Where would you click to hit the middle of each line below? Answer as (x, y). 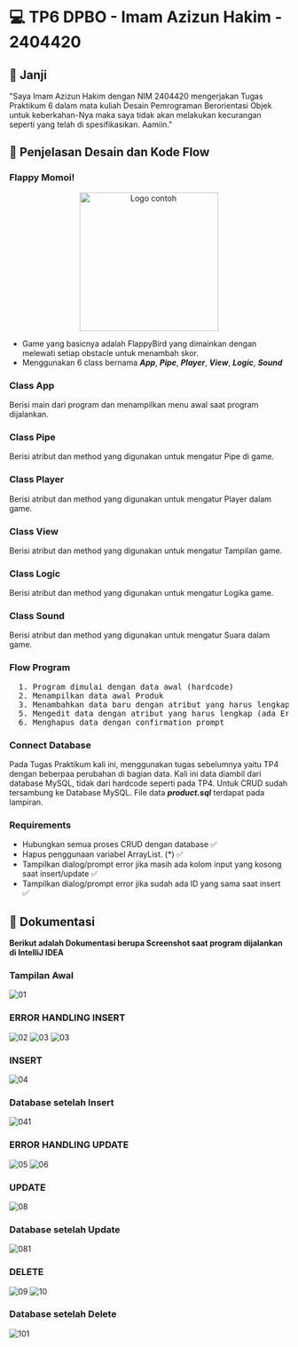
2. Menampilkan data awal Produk (91, 695)
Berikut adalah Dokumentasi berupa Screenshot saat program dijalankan (146, 943)
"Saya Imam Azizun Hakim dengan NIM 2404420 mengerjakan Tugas (136, 96)
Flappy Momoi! (42, 178)
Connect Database (50, 745)
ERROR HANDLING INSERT (67, 1018)
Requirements (40, 825)
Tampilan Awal (41, 976)
